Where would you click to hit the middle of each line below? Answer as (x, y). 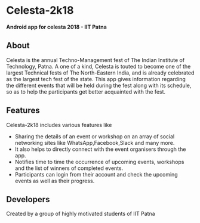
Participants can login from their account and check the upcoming (96, 174)
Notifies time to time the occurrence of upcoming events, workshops (99, 162)
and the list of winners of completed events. (69, 168)
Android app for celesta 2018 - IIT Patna (57, 27)
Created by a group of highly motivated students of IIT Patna (81, 214)
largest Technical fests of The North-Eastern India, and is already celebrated (100, 73)
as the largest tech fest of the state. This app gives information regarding (96, 79)
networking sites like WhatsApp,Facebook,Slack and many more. (95, 143)
